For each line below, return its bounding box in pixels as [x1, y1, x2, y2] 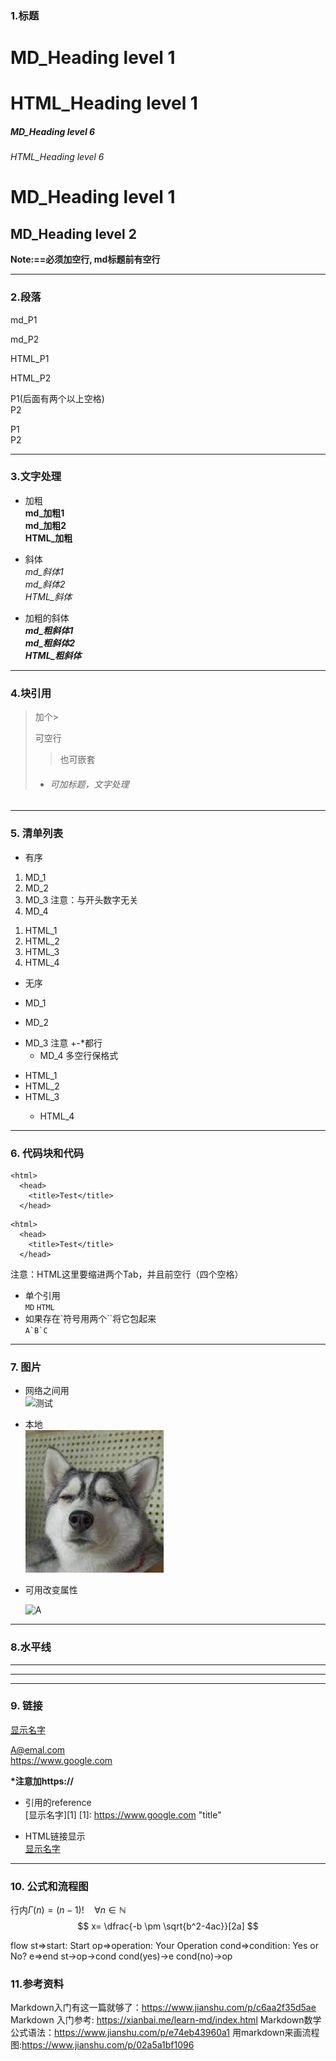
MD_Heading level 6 [10, 125, 96, 137]
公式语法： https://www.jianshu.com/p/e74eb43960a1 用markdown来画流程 [10, 2027, 320, 2039]
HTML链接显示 [24, 1830, 86, 1842]
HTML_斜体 [24, 590, 73, 602]
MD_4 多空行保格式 [39, 1049, 119, 1061]
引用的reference [24, 1796, 92, 1808]
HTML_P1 [10, 352, 50, 364]
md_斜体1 [24, 565, 64, 577]
